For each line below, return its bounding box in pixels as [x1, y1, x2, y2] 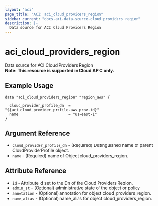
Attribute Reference [5, 167, 67, 175]
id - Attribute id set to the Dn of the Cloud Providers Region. [12, 180, 133, 185]
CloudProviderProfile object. [12, 147, 69, 153]
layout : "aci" [5, 7, 34, 12]
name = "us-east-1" [9, 112, 97, 117]
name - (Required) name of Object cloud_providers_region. [12, 152, 128, 159]
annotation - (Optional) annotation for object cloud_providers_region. [12, 190, 151, 196]
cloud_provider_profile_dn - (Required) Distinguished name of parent [12, 142, 153, 148]
